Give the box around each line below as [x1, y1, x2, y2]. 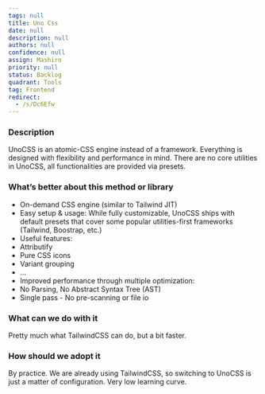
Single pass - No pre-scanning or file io [19, 292, 149, 302]
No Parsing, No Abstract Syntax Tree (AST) [19, 284, 161, 294]
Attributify [19, 242, 53, 252]
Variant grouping [19, 259, 75, 268]
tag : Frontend [8, 85, 56, 94]
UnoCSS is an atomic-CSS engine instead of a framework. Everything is [8, 145, 243, 154]
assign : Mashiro [8, 57, 62, 64]
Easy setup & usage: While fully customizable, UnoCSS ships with [19, 208, 236, 217]
